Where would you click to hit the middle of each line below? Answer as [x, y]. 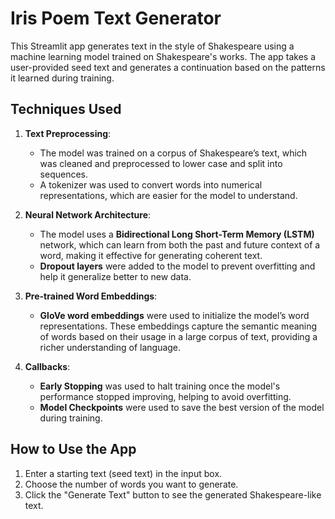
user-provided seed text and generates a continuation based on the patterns [168, 67]
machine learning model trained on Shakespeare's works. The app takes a [163, 56]
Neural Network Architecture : [88, 214]
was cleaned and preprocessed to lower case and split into [161, 163]
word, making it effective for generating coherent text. [151, 255]
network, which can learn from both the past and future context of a [180, 244]
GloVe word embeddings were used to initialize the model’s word [174, 315]
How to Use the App [73, 449]
